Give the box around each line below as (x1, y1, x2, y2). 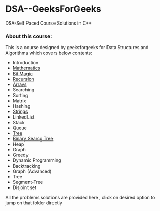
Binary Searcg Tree (12, 136, 54, 142)
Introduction (12, 60, 39, 66)
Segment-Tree (12, 179, 43, 185)
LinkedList (12, 114, 35, 120)
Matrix (12, 98, 26, 104)
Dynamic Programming (12, 157, 61, 163)
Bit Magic (12, 71, 33, 77)
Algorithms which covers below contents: (5, 50, 93, 56)
